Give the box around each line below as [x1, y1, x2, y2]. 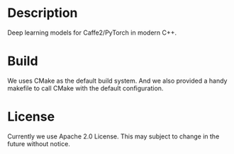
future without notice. [7, 139, 71, 148]
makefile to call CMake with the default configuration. [7, 83, 164, 93]
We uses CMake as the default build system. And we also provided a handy [7, 76, 228, 85]
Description [7, 5, 78, 21]
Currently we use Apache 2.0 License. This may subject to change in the [7, 132, 220, 141]
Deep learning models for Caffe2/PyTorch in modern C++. [7, 28, 177, 37]
